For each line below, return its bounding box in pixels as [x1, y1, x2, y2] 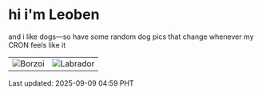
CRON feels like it [8, 40, 66, 49]
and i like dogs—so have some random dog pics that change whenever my [8, 32, 254, 41]
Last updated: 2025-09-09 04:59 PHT [8, 78, 134, 88]
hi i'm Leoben [8, 6, 100, 24]
